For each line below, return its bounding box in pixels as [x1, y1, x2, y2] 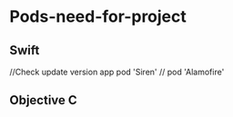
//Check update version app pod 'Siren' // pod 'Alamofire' [9, 66, 225, 77]
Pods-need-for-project [9, 6, 187, 27]
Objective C [9, 93, 77, 108]
